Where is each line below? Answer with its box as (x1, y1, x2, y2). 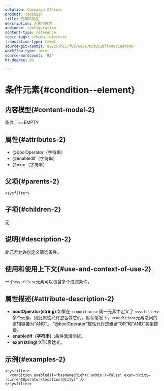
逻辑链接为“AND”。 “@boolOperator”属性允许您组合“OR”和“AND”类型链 (12, 321, 159, 327)
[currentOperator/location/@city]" (5, 377, 78, 382)
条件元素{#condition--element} (5, 85, 135, 96)
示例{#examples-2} (5, 355, 66, 363)
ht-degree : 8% (5, 58, 34, 62)
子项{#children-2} (5, 205, 62, 214)
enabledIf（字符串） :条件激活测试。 (12, 333, 86, 339)
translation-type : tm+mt (5, 39, 56, 44)
